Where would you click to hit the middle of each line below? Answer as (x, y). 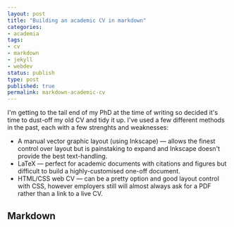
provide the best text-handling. (62, 157)
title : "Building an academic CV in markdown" (77, 20)
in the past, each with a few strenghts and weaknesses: (88, 128)
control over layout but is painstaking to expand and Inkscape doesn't (119, 149)
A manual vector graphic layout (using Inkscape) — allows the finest (116, 141)
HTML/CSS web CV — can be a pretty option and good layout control (118, 179)
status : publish (31, 73)
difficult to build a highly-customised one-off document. (99, 171)
